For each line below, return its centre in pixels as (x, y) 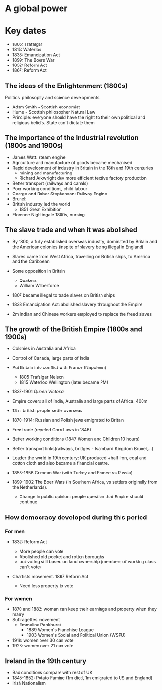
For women (19, 598)
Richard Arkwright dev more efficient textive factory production (83, 178)
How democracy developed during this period (76, 517)
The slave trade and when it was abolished (71, 230)
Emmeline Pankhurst (40, 625)
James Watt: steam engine (39, 157)
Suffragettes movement (36, 620)
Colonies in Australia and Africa (44, 349)
